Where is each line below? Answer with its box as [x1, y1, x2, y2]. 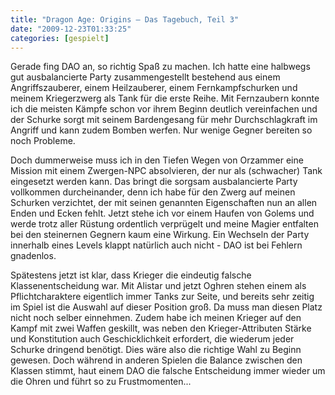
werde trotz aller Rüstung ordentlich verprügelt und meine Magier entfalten [10, 218, 319, 230]
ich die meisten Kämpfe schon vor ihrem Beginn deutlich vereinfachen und [10, 103, 318, 115]
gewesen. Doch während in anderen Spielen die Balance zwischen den [10, 354, 303, 366]
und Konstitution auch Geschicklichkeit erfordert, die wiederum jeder [10, 333, 295, 345]
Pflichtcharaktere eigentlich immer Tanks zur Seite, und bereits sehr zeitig [10, 291, 315, 303]
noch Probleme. [10, 135, 76, 147]
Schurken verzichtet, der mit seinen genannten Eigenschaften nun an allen [10, 197, 318, 209]
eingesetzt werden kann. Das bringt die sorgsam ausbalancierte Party [10, 176, 298, 188]
